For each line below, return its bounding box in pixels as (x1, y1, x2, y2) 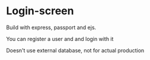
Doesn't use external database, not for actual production (6, 46, 145, 54)
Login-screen (6, 4, 74, 18)
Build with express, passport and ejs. (6, 24, 97, 31)
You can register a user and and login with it (6, 35, 114, 42)
